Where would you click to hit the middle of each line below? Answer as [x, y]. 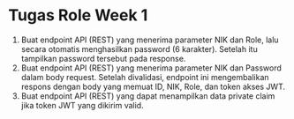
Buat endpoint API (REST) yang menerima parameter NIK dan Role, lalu [150, 40]
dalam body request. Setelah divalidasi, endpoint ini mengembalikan [145, 77]
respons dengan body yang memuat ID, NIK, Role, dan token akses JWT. [153, 86]
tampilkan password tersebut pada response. [103, 58]
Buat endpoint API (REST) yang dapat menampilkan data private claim [148, 96]
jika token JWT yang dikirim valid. [82, 105]
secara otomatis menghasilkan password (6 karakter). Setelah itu [139, 48]
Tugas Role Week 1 [78, 15]
